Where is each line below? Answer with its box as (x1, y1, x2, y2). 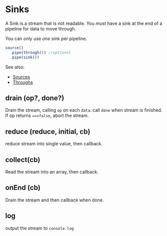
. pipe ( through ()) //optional (10, 50, 71, 55)
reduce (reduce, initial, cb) (5, 127, 91, 136)
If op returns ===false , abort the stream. (5, 112, 89, 119)
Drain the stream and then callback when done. (5, 196, 104, 203)
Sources (12, 73, 30, 80)
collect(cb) (5, 155, 40, 164)
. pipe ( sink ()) (10, 55, 39, 60)
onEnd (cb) (5, 183, 41, 192)
